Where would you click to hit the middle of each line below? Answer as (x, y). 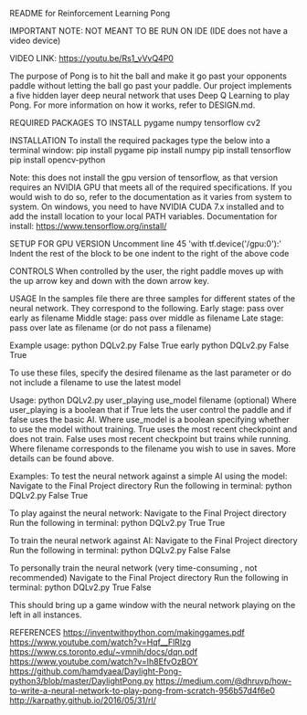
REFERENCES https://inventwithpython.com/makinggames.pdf (127, 632)
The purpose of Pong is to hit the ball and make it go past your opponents (148, 76)
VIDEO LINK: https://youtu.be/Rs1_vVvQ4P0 (91, 58)
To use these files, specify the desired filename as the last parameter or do (151, 373)
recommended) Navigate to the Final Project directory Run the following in (149, 578)
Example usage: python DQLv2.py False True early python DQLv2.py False (149, 345)
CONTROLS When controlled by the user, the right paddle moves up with (147, 271)
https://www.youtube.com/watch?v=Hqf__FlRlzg (101, 642)
